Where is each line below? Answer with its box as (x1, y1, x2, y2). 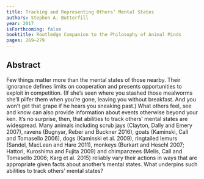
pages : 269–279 (6, 37, 45, 43)
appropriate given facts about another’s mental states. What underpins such (6, 160, 198, 168)
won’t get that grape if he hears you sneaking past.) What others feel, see (6, 102, 192, 109)
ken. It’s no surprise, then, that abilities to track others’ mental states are (6, 115, 188, 122)
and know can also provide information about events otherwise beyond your (6, 108, 199, 116)
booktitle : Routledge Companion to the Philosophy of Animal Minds (6, 32, 182, 38)
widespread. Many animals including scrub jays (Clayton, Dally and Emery (6, 122, 192, 129)
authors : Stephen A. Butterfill (6, 15, 89, 21)
